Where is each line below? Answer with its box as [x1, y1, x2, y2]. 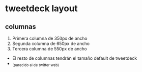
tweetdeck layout [5, 3, 78, 14]
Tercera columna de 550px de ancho [12, 46, 87, 51]
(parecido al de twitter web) [12, 62, 59, 68]
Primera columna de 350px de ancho [12, 35, 87, 41]
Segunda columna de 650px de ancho [12, 41, 90, 47]
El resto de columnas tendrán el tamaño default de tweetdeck [12, 55, 137, 61]
